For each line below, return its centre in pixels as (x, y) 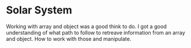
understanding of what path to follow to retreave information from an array (96, 32)
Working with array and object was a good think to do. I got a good (86, 26)
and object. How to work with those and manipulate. (69, 39)
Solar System (39, 10)
